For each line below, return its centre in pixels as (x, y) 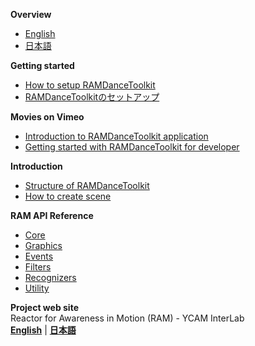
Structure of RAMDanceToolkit (87, 185)
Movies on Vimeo (47, 117)
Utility (37, 288)
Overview (31, 14)
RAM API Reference (52, 215)
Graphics (43, 245)
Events (39, 256)
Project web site (44, 307)
